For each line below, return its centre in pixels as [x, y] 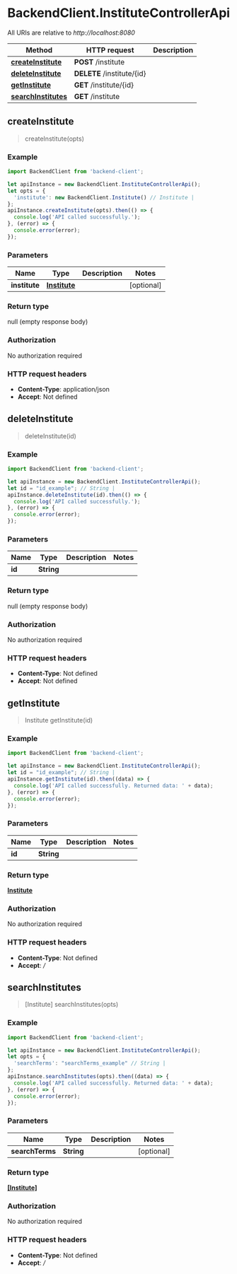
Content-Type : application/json [63, 389]
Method [39, 49]
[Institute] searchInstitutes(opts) [71, 1005]
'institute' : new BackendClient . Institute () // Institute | [104, 197]
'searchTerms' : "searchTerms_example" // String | [90, 1063]
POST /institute [99, 62]
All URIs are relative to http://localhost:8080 [71, 33]
